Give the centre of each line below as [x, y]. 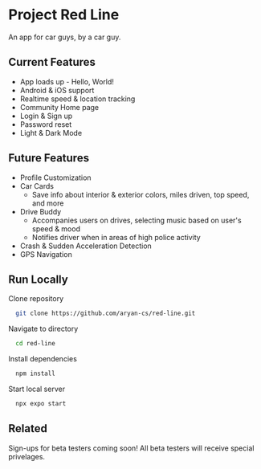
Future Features [49, 158]
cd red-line [36, 344]
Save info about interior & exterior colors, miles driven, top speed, [141, 194]
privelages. [27, 456]
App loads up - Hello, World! [67, 81]
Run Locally [38, 279]
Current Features [52, 62]
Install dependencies [43, 359]
